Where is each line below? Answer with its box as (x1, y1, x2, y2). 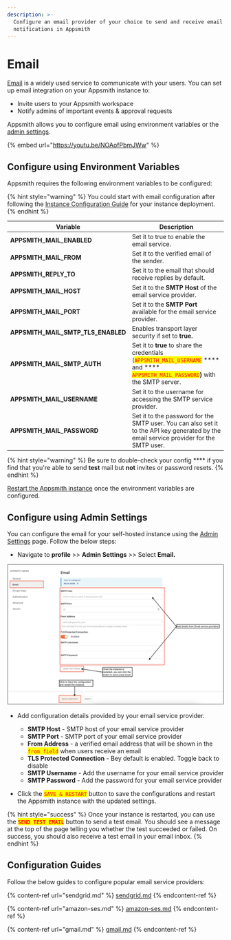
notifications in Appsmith (13, 25, 91, 32)
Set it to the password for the (131, 411, 214, 420)
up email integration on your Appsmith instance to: (7, 86, 150, 94)
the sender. (131, 257, 164, 265)
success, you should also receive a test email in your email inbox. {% (7, 832, 203, 841)
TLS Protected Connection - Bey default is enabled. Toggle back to (27, 755, 220, 763)
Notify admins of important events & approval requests (16, 107, 173, 115)
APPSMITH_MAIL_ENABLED (10, 236, 92, 245)
